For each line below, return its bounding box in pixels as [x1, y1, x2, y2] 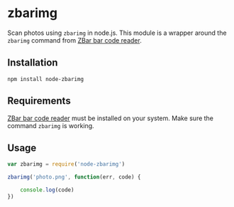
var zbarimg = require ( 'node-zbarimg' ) [7, 161, 126, 168]
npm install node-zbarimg [7, 75, 84, 83]
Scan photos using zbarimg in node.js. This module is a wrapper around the [7, 28, 227, 37]
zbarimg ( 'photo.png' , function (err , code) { [7, 174, 141, 181]
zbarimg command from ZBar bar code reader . [7, 36, 142, 44]
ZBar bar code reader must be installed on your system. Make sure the [7, 114, 214, 122]
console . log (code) [20, 186, 74, 193]
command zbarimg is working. [7, 121, 94, 129]
